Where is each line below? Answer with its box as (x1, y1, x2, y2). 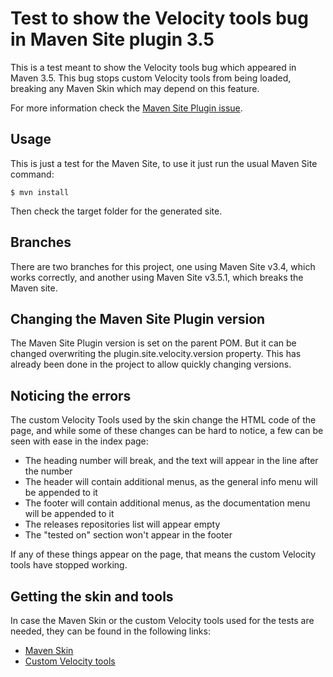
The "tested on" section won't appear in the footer (24, 529, 233, 541)
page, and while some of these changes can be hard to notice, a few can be (10, 425, 324, 437)
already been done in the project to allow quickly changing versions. (10, 358, 292, 371)
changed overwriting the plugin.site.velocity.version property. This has (10, 348, 302, 360)
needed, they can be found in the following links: (10, 625, 211, 637)
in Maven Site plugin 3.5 (10, 28, 215, 51)
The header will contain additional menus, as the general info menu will (24, 476, 318, 488)
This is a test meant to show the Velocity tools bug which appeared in (10, 61, 297, 73)
